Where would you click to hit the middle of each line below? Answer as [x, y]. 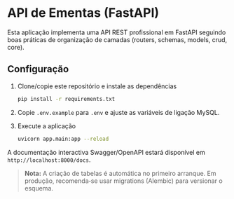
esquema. [39, 188]
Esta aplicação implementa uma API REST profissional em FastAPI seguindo [117, 32]
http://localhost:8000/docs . [49, 160]
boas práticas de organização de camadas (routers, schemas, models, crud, [117, 39]
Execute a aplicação [46, 126]
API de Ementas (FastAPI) [83, 13]
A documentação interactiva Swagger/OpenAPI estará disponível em [106, 152]
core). [16, 47]
